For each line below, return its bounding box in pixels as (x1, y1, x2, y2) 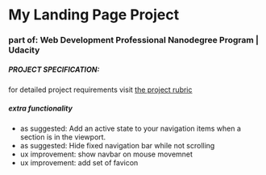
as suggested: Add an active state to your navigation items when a (19, 123, 242, 134)
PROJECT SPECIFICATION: (8, 65, 100, 74)
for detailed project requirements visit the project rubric (8, 85, 193, 94)
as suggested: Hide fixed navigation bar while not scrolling (19, 141, 215, 151)
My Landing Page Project (8, 6, 180, 24)
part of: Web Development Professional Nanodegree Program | (8, 35, 260, 46)
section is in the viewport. (19, 132, 106, 142)
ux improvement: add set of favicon (19, 158, 139, 168)
